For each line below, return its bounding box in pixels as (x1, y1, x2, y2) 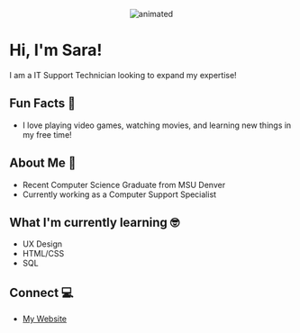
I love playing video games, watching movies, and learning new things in (22, 120, 292, 130)
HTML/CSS (22, 248, 65, 259)
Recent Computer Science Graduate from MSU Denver (22, 179, 226, 190)
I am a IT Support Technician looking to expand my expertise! (9, 69, 237, 80)
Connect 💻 (9, 284, 74, 301)
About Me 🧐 (9, 156, 77, 171)
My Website (22, 313, 68, 324)
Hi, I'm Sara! (9, 40, 103, 60)
